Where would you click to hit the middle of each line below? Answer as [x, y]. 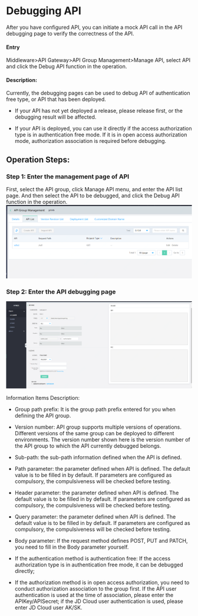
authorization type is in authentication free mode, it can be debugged [99, 565]
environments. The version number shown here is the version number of [102, 439]
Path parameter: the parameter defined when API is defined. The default [102, 468]
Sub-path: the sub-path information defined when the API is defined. [98, 457]
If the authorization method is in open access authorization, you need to [102, 582]
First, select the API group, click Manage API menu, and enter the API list [94, 190]
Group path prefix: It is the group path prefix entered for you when [95, 409]
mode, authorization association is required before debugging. [90, 141]
